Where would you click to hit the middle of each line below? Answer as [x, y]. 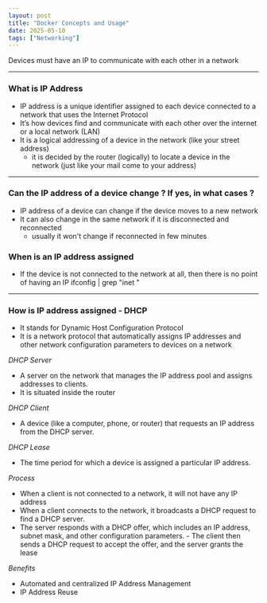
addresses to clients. [54, 384]
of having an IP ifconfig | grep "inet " [80, 283]
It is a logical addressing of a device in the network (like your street [130, 139]
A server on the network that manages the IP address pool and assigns [136, 376]
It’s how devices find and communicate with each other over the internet [138, 123]
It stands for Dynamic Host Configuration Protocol [102, 328]
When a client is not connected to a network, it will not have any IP [129, 494]
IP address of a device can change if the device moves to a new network [139, 210]
